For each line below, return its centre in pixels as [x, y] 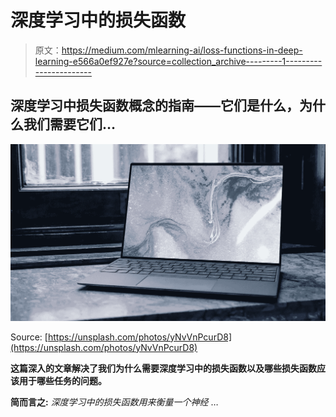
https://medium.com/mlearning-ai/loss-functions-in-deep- [182, 50]
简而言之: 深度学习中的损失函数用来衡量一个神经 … [114, 402]
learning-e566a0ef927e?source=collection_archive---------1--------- [178, 61]
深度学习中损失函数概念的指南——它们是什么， [155, 106]
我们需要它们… [70, 124]
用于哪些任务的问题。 [62, 380]
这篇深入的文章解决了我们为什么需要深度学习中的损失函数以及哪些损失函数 [163, 368]
